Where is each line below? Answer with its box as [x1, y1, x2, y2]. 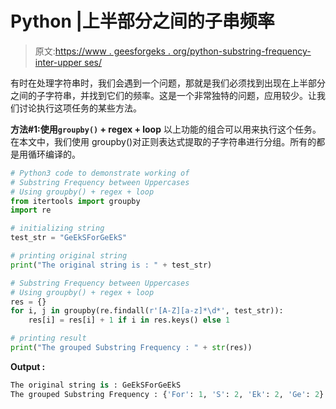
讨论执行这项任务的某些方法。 [18, 102, 142, 114]
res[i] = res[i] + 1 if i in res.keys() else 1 [28, 315, 230, 326]
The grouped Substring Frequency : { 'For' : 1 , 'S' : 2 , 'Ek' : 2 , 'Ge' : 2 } [10, 389, 325, 399]
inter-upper [34, 56, 83, 68]
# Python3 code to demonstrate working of [10, 168, 190, 178]
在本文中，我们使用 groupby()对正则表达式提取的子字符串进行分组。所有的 [10, 135, 317, 147]
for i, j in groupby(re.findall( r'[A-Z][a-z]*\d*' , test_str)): [10, 306, 284, 316]
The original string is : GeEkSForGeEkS [10, 380, 182, 390]
